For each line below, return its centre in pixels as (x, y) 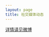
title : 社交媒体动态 (24, 14)
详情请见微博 (18, 29)
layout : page (19, 10)
